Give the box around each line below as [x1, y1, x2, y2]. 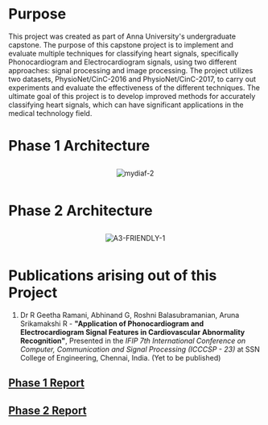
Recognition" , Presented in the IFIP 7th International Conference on [19, 336, 246, 345]
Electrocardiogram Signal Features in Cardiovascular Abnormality [19, 327, 245, 336]
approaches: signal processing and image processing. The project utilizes [8, 65, 254, 75]
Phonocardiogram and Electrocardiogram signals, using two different [8, 57, 237, 67]
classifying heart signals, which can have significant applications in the [8, 100, 244, 109]
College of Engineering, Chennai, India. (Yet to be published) [19, 353, 221, 362]
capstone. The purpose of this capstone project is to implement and [8, 39, 233, 49]
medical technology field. [8, 108, 93, 118]
